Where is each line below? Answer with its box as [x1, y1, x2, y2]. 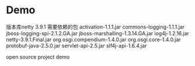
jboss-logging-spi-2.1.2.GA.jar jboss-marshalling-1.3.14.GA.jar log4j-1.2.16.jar [6, 30, 190, 36]
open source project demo [6, 53, 70, 60]
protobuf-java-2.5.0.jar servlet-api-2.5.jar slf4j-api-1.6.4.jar [6, 42, 147, 49]
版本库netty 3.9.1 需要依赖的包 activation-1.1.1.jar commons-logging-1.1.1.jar [6, 23, 185, 30]
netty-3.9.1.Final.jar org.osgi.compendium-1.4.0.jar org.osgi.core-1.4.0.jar [6, 36, 181, 43]
